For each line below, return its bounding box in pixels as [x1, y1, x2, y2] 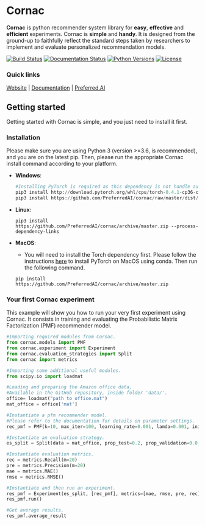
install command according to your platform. [6, 160, 118, 168]
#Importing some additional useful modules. [6, 367, 121, 374]
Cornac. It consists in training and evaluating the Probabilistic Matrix [6, 315, 178, 323]
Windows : [15, 172, 41, 179]
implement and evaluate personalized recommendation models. [6, 43, 166, 51]
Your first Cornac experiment [6, 295, 95, 304]
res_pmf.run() [6, 496, 43, 502]
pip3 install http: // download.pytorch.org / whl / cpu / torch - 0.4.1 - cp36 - [15, 190, 196, 196]
